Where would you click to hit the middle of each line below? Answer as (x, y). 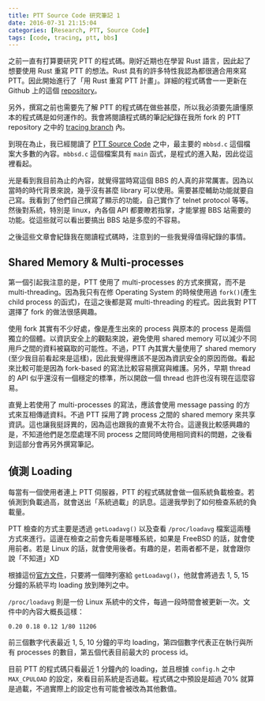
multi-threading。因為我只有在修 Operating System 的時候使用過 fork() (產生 (132, 292)
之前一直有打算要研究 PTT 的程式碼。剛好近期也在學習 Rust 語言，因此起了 (130, 61)
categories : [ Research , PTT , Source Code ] (79, 30)
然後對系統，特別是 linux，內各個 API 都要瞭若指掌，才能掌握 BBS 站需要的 (130, 210)
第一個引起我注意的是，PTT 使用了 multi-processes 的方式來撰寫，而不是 (127, 282)
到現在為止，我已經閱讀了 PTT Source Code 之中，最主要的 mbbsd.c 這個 (126, 144)
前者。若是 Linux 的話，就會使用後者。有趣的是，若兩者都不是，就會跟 (129, 548)
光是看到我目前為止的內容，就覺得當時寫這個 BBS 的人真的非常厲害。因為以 (131, 181)
